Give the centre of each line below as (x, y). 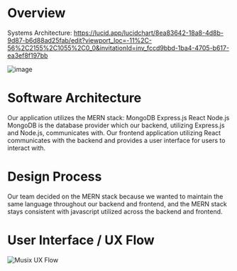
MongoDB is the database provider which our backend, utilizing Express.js (116, 125)
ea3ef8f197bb (28, 55)
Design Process (55, 177)
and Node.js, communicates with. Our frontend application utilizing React (114, 132)
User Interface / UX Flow (81, 240)
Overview (37, 13)
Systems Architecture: (40, 33)
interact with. (27, 148)
